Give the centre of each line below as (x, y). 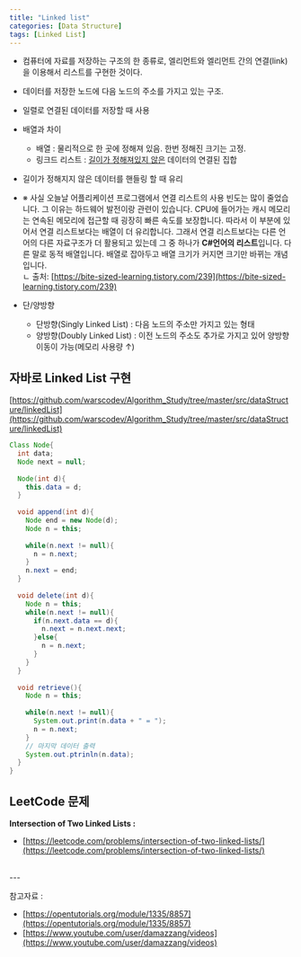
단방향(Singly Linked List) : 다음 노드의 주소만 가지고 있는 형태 (145, 324)
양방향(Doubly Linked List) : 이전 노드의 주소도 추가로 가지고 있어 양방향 (163, 336)
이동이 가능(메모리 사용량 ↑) (85, 347)
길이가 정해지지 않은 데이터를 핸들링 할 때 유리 (102, 179)
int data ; (35, 454)
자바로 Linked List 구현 (71, 378)
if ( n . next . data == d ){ (75, 621)
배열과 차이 (42, 129)
